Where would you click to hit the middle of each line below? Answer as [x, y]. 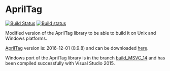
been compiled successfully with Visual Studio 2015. [60, 63]
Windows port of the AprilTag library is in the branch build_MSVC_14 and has [85, 58]
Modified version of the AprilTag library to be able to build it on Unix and [81, 33]
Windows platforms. [26, 38]
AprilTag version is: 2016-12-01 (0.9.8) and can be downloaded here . [77, 48]
